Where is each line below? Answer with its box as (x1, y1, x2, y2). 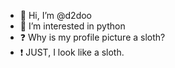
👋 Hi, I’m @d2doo (19, 10, 92, 21)
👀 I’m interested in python (19, 20, 126, 32)
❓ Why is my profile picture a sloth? (19, 31, 166, 43)
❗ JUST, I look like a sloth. (19, 46, 125, 58)
